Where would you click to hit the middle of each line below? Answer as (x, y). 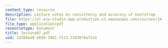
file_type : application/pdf (34, 24)
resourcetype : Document (30, 28)
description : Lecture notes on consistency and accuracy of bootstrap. (81, 14)
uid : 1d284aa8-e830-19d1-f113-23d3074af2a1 (51, 38)
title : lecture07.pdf (28, 33)
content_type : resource (30, 10)
